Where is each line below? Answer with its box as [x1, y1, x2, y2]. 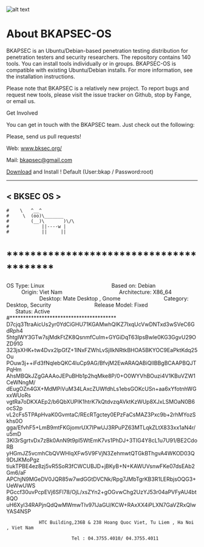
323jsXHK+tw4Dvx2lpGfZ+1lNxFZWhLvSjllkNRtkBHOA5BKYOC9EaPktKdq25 [6, 346, 198, 353]
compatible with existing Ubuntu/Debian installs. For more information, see [6, 66, 193, 73]
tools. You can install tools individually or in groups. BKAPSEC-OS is [6, 59, 176, 67]
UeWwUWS [6, 481, 36, 489]
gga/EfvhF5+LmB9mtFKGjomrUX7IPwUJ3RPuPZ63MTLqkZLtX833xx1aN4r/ [6, 424, 196, 431]
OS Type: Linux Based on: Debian [6, 282, 156, 289]
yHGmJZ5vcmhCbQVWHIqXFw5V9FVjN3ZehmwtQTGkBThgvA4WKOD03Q [6, 449, 195, 457]
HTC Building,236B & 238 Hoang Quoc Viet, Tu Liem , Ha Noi [38, 519, 194, 525]
